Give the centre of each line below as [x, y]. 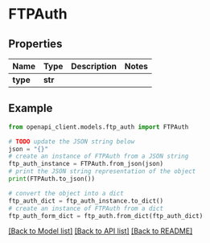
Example [31, 108]
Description [94, 66]
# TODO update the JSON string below [72, 142]
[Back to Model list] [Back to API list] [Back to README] [101, 231]
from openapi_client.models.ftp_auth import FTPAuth [99, 127]
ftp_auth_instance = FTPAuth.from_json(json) [86, 164]
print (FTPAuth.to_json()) [51, 179]
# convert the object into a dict [66, 193]
